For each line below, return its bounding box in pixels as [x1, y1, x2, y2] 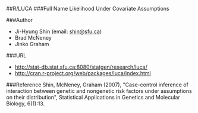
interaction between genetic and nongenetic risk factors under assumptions [6, 88, 192, 94]
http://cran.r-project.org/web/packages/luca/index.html [14, 70, 152, 76]
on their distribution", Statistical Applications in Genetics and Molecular [6, 94, 180, 101]
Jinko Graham [14, 41, 49, 47]
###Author [6, 17, 33, 23]
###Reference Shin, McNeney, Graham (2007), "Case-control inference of [6, 81, 188, 88]
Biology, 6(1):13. [6, 100, 45, 107]
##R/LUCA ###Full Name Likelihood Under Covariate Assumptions [6, 5, 169, 12]
